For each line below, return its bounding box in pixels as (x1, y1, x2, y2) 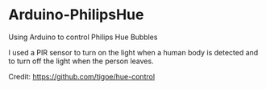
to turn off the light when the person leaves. (8, 56, 155, 66)
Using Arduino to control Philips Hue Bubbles (8, 32, 158, 42)
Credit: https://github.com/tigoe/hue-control (8, 71, 156, 81)
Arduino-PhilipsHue (8, 6, 144, 24)
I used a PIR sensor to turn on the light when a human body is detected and (8, 47, 259, 57)
